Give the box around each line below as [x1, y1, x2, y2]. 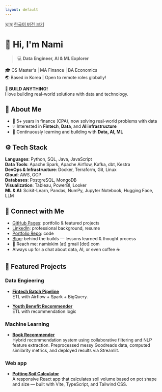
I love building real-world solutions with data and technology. [5, 91, 129, 97]
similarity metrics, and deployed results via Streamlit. [12, 347, 119, 353]
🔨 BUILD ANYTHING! [5, 85, 48, 91]
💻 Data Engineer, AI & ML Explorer [17, 55, 89, 61]
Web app [5, 360, 27, 366]
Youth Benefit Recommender [12, 303, 73, 309]
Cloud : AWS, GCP [5, 172, 42, 178]
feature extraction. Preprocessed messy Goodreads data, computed [12, 342, 151, 348]
